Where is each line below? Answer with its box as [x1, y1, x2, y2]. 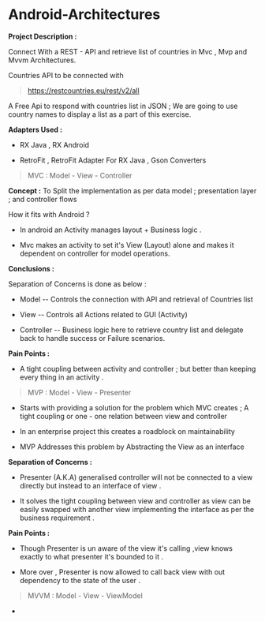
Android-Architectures [8, 6, 161, 24]
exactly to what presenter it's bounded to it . [19, 552, 164, 561]
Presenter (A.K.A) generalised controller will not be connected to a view [19, 472, 253, 482]
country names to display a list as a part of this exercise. [8, 109, 192, 119]
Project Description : [8, 32, 77, 41]
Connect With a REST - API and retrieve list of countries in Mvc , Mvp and [8, 47, 248, 56]
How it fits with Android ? [8, 209, 90, 219]
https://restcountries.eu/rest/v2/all [27, 85, 140, 95]
